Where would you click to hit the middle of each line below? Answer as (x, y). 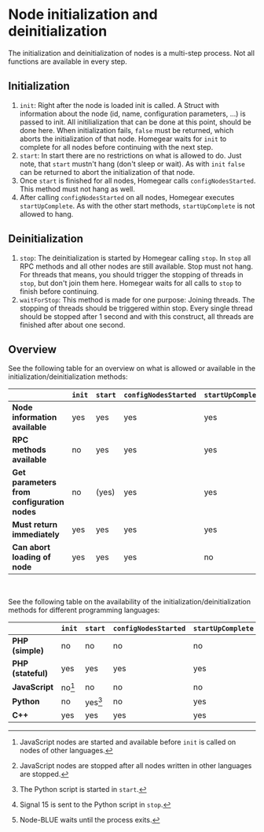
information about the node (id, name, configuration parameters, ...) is (132, 113)
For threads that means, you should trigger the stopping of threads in (131, 274)
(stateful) (30, 674)
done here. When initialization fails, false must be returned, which (126, 130)
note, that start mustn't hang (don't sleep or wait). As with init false (132, 164)
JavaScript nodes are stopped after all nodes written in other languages (136, 766)
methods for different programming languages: (84, 610)
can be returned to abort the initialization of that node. (107, 172)
